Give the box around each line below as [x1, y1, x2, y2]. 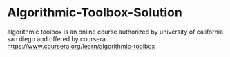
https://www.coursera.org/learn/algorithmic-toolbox [7, 42, 155, 50]
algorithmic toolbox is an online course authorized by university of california [7, 27, 223, 36]
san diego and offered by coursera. [7, 34, 108, 43]
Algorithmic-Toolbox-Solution [7, 5, 183, 21]
